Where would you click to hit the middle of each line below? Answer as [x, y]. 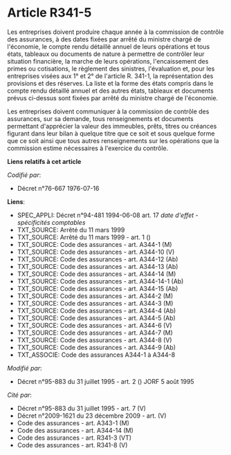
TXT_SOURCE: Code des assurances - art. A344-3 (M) [95, 303]
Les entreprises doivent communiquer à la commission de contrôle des [108, 111]
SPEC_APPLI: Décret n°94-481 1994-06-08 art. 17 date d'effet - [108, 215]
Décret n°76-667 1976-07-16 [58, 188]
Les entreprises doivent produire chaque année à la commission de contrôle [115, 32]
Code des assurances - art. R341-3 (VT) [74, 438]
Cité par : [20, 395]
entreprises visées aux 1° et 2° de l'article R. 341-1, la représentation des [110, 76]
